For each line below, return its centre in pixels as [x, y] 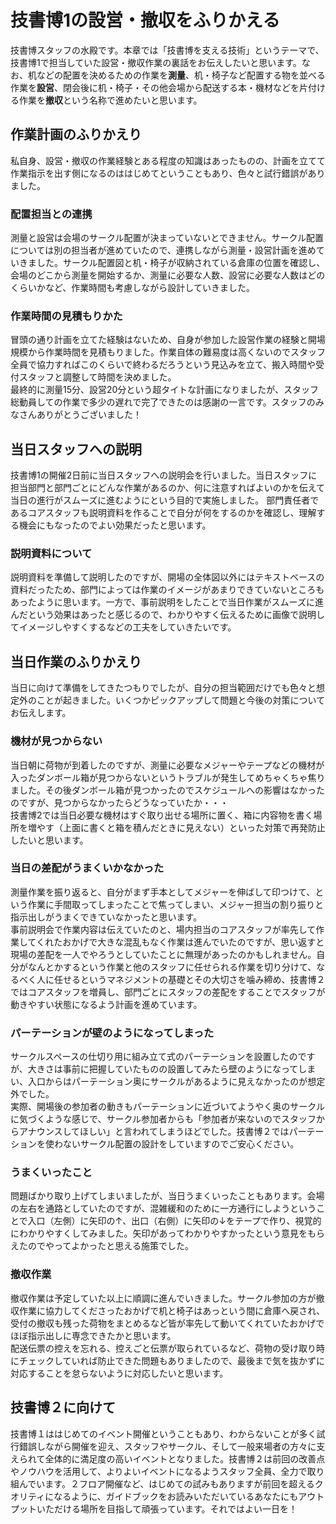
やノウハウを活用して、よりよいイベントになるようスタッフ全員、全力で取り [167, 1471]
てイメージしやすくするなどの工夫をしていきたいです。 [123, 627]
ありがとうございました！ [89, 415]
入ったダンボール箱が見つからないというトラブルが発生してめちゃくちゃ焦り [168, 777]
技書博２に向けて [63, 1407]
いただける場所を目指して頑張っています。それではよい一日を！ [167, 1508]
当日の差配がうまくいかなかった [87, 868]
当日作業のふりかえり [76, 661]
